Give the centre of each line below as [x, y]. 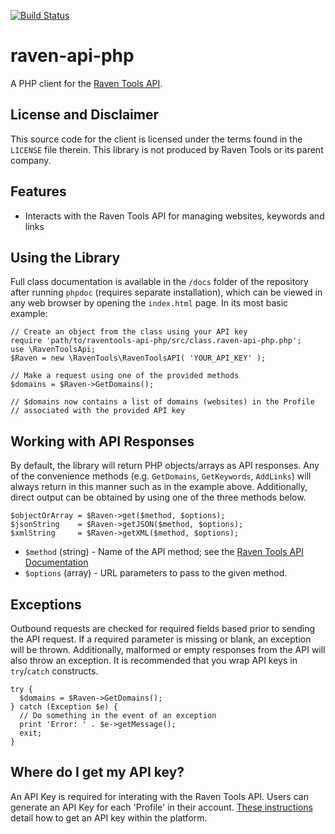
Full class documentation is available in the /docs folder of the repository [159, 282]
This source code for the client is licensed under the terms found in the [156, 139]
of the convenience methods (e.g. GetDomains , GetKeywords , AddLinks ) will [161, 476]
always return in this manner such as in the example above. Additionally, [159, 487]
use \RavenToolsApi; [53, 350]
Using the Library [65, 257]
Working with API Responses [102, 441]
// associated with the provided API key [98, 411]
